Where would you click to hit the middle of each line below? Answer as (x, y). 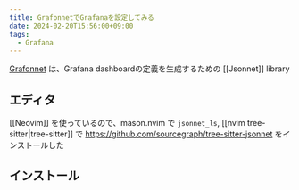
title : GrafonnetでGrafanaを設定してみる (82, 17)
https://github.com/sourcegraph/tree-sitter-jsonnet (179, 134)
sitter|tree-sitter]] (42, 134)
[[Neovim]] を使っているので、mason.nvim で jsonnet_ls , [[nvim (127, 123)
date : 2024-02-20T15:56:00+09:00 (71, 26)
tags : (19, 34)
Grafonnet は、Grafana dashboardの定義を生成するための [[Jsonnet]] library (149, 69)
